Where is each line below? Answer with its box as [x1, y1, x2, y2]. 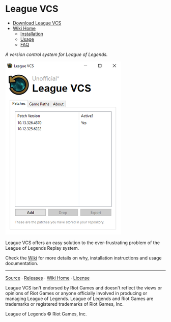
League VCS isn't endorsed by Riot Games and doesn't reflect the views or [5, 284, 162, 290]
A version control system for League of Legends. [5, 51, 108, 57]
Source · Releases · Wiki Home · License [5, 275, 90, 281]
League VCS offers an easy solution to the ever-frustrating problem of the [5, 240, 160, 246]
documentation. [5, 260, 39, 266]
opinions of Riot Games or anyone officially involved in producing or [5, 290, 148, 296]
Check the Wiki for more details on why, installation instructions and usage [5, 255, 162, 261]
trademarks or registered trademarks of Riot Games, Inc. [5, 301, 124, 307]
